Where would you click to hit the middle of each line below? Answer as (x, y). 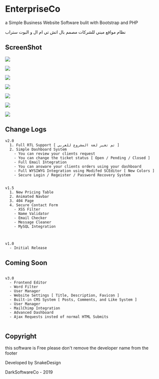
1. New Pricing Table (32, 192)
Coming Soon (26, 263)
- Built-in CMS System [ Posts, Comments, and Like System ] (73, 300)
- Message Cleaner (33, 222)
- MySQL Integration (35, 226)
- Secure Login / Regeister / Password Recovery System (72, 175)
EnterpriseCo (33, 9)
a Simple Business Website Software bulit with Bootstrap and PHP (72, 23)
